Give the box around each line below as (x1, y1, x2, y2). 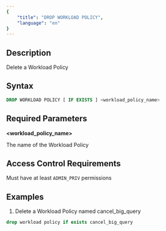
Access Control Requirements (6, 158, 121, 169)
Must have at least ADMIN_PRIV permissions (6, 175, 112, 182)
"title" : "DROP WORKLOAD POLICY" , (17, 14, 103, 20)
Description (6, 47, 51, 58)
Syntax (6, 81, 34, 91)
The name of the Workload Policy (6, 141, 89, 148)
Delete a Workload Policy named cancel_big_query (14, 208, 141, 215)
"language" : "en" (17, 20, 61, 26)
